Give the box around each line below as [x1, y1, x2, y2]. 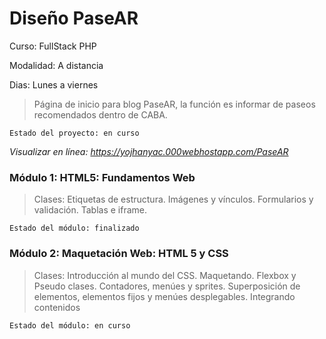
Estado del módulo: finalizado [9, 223, 140, 234]
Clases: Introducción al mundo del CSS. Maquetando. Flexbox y [33, 269, 297, 281]
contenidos [33, 301, 81, 313]
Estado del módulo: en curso [9, 320, 131, 331]
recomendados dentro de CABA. [33, 108, 168, 121]
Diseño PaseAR [9, 7, 139, 30]
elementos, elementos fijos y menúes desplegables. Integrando [33, 290, 296, 302]
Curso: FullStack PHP [9, 40, 97, 52]
